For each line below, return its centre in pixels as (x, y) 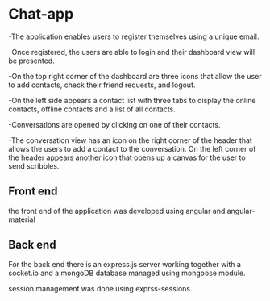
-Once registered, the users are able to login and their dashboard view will (132, 52)
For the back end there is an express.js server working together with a (125, 264)
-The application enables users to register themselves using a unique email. (134, 36)
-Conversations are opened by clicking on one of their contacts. (114, 124)
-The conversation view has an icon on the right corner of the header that (130, 140)
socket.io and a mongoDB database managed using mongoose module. (127, 273)
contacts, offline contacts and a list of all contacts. (92, 109)
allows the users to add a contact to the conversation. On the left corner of (132, 148)
